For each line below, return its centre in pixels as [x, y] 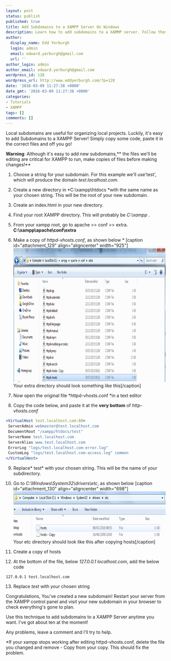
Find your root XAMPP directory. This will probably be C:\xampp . [81, 215]
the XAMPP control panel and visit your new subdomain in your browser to [84, 602]
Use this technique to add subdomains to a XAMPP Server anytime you [80, 617]
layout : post [20, 11]
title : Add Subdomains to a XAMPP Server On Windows [63, 27]
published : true [23, 21]
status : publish [23, 16]
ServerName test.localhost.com [41, 437]
